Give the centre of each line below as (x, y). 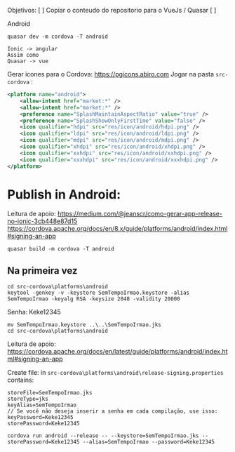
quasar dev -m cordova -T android (58, 36)
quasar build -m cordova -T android (61, 249)
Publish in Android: (64, 194)
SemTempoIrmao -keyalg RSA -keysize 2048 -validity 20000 (94, 299)
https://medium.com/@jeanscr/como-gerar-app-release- (140, 214)
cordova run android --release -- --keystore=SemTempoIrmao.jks (103, 436)
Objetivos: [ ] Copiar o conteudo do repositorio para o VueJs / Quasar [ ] (112, 10)
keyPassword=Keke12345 (40, 418)
